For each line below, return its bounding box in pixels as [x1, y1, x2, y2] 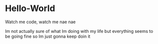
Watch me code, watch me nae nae [5, 19, 76, 25]
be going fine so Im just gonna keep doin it [5, 33, 91, 39]
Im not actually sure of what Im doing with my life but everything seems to [5, 28, 153, 34]
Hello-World [5, 3, 55, 14]
